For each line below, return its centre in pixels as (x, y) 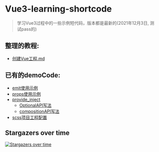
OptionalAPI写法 (35, 105)
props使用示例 (26, 94)
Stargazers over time (37, 133)
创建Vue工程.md (28, 58)
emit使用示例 (25, 88)
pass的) (29, 29)
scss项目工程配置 (29, 117)
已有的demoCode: (33, 76)
